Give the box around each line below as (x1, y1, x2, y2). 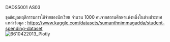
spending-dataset (5, 25, 43, 31)
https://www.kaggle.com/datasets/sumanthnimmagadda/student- (27, 20, 165, 26)
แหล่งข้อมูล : (5, 20, 26, 26)
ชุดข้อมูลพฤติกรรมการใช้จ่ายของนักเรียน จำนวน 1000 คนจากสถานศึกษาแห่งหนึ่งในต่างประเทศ (5, 14, 162, 20)
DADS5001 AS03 (5, 5, 41, 10)
